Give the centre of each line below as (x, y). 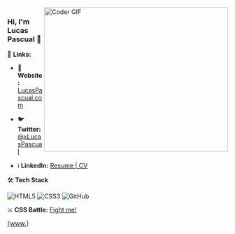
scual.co (30, 98)
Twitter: (29, 130)
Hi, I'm (19, 22)
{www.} (18, 223)
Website (30, 76)
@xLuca (29, 137)
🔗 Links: (19, 55)
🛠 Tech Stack (28, 180)
